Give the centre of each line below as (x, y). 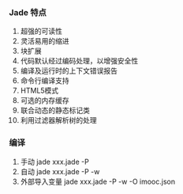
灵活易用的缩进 (45, 41)
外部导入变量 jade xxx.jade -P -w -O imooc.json (98, 181)
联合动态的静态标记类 (55, 110)
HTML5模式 (39, 91)
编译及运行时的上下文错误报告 (69, 71)
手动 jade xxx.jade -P (54, 162)
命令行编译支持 (45, 81)
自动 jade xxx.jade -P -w (60, 171)
